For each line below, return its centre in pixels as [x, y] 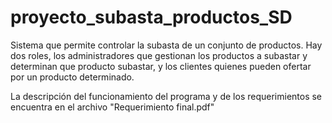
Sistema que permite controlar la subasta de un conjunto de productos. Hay [166, 45]
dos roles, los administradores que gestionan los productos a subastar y [159, 55]
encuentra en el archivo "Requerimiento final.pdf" [112, 107]
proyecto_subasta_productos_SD [151, 17]
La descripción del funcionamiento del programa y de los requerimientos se [166, 96]
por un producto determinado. [72, 77]
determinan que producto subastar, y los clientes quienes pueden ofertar [161, 66]
